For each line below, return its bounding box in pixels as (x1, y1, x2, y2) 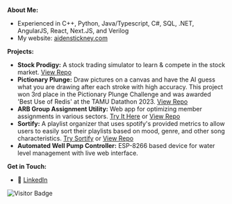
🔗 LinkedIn (17, 176, 48, 184)
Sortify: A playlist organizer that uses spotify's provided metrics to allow (17, 120, 226, 127)
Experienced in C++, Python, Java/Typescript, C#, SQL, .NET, (17, 19, 194, 27)
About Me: (7, 6, 39, 14)
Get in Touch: (7, 163, 47, 170)
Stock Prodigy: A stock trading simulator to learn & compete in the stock (17, 61, 226, 68)
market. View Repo (17, 68, 72, 76)
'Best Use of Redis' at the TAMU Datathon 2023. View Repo (17, 98, 188, 106)
